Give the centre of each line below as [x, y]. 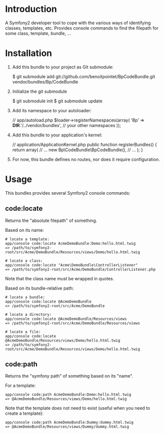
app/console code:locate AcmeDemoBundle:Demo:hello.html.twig [70, 243]
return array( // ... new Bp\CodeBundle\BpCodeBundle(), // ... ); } [78, 150]
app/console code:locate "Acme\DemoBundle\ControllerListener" [72, 265]
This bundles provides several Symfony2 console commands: [68, 193]
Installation [29, 53]
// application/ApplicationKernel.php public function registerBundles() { [84, 144]
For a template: [20, 386]
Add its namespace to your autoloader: [52, 110]
